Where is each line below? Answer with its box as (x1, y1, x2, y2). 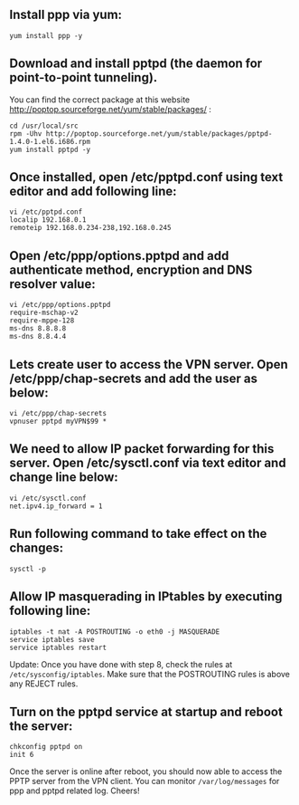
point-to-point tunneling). (9, 70, 158, 85)
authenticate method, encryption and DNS (9, 262, 253, 277)
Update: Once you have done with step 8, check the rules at (9, 658, 233, 669)
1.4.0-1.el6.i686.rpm (9, 137, 91, 146)
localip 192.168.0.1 (9, 216, 88, 225)
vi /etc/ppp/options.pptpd (9, 301, 111, 310)
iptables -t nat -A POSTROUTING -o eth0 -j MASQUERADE (9, 627, 220, 637)
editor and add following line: (9, 184, 178, 199)
